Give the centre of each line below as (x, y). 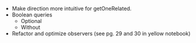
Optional (31, 21)
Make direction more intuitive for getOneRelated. (72, 9)
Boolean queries (32, 15)
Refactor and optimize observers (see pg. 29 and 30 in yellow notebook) (101, 34)
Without (30, 27)
